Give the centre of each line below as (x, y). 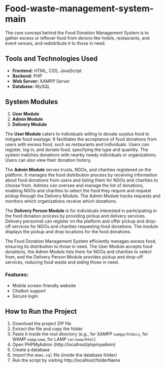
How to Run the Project (41, 312)
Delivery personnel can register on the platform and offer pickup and (75, 221)
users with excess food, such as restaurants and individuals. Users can (77, 144)
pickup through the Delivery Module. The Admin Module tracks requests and (83, 196)
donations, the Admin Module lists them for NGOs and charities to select (78, 252)
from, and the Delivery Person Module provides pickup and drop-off (74, 257)
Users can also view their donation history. (49, 160)
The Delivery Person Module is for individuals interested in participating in (81, 211)
